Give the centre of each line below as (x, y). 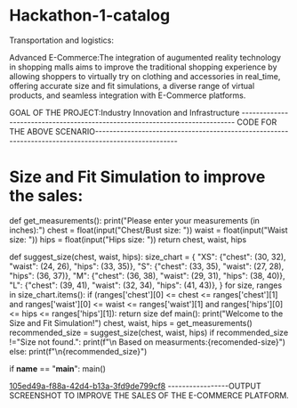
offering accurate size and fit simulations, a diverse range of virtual (132, 86)
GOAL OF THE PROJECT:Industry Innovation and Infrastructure (124, 112)
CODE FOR (257, 122)
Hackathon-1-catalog (90, 16)
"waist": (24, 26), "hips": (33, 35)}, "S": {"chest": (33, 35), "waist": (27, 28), (147, 266)
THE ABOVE (31, 131)
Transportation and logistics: (61, 40)
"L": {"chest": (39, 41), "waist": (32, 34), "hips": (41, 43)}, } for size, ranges (146, 285)
